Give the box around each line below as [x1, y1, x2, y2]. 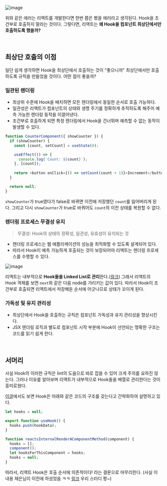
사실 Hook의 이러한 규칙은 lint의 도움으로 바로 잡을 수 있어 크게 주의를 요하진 [5, 370, 153, 376]
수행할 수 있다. [21, 253, 50, 259]
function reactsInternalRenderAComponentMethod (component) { [5, 436, 135, 442]
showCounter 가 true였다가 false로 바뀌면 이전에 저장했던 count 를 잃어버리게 [5, 198, 152, 204]
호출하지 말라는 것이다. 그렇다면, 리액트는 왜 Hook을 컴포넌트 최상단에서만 [18, 21, 162, 27]
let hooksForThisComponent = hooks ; [9, 450, 85, 456]
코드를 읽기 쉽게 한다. [12, 330, 54, 336]
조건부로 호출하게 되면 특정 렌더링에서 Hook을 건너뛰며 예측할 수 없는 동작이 [12, 118, 160, 124]
